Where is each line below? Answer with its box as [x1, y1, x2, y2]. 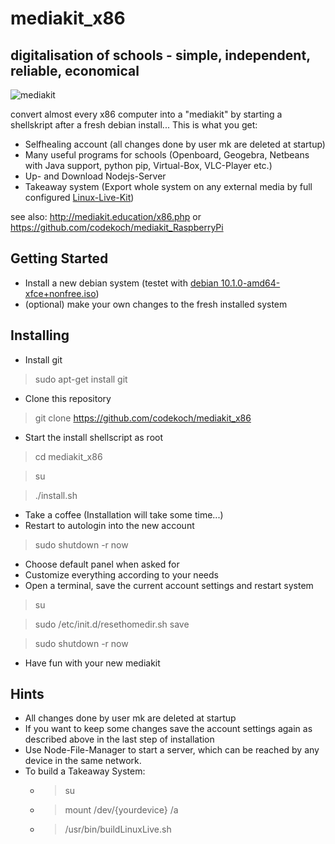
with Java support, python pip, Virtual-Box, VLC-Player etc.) [24, 160, 273, 171]
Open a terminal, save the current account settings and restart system [24, 579, 314, 591]
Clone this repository [24, 392, 112, 404]
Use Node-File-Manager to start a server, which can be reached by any [24, 744, 320, 756]
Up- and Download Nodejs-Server [24, 170, 167, 182]
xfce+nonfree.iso [24, 287, 97, 299]
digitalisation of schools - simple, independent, [10, 47, 311, 64]
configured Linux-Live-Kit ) [24, 192, 135, 203]
